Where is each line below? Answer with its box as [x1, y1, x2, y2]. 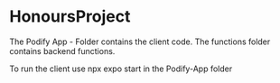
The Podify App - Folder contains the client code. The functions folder [9, 36, 271, 47]
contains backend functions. [9, 45, 116, 56]
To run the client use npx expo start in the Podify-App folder [9, 63, 233, 74]
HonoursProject [9, 6, 131, 27]
